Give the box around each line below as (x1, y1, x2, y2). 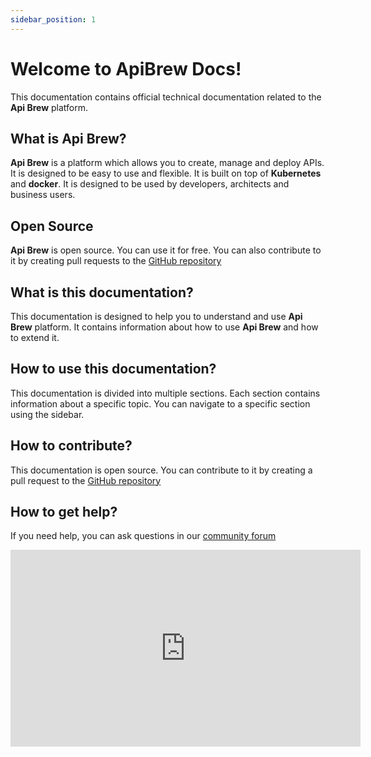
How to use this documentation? (10, 361, 217, 378)
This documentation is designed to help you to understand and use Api (10, 311, 303, 322)
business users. (10, 189, 76, 201)
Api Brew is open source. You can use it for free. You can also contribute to (10, 244, 322, 256)
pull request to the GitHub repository (10, 474, 162, 486)
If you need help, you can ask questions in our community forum (10, 530, 277, 542)
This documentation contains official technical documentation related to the (10, 91, 322, 103)
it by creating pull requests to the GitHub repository (10, 255, 222, 267)
